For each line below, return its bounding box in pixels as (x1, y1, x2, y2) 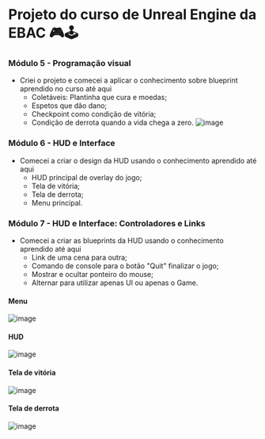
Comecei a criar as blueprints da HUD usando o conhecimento (19, 236, 224, 245)
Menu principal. (31, 198, 83, 207)
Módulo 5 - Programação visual (8, 58, 131, 69)
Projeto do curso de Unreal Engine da (8, 6, 257, 24)
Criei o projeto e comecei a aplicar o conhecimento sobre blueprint (19, 75, 239, 85)
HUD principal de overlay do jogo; (31, 172, 142, 182)
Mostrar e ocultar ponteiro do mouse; (31, 270, 154, 279)
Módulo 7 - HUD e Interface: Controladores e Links (8, 218, 206, 229)
